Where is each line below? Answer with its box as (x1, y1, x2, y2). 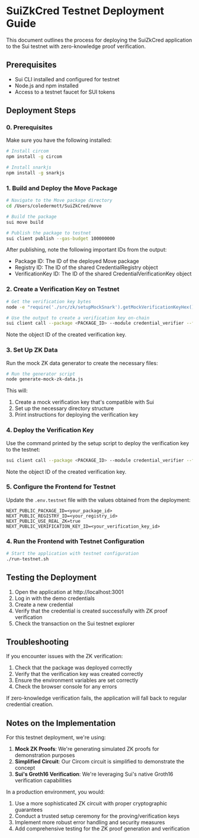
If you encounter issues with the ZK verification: (6, 653, 123, 660)
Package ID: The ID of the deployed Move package (14, 258, 139, 265)
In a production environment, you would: (6, 788, 105, 796)
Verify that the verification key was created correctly (14, 671, 143, 678)
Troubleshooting (6, 637, 69, 647)
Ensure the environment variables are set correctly (14, 677, 139, 684)
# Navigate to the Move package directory (6, 198, 113, 204)
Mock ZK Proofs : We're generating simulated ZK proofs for (14, 745, 159, 753)
